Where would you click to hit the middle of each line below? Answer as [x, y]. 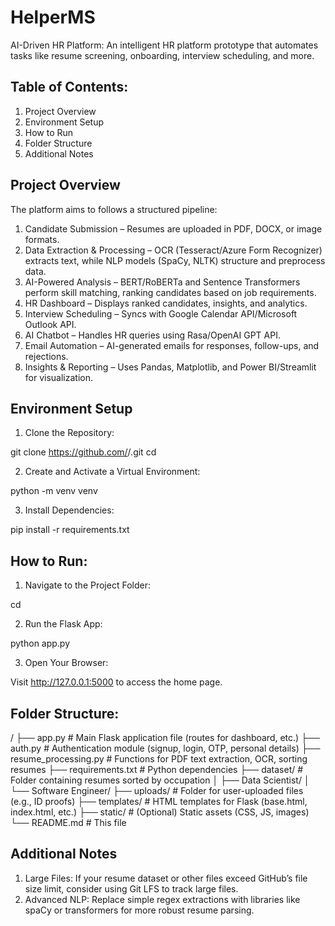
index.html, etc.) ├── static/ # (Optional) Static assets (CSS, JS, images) [160, 812]
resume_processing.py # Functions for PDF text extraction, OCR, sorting [159, 759]
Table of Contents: [69, 87]
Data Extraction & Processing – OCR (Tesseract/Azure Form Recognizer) [173, 250]
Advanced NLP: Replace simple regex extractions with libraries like [162, 899]
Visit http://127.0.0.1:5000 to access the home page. [116, 682]
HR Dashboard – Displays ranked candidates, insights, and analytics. [166, 303]
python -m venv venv [54, 491]
